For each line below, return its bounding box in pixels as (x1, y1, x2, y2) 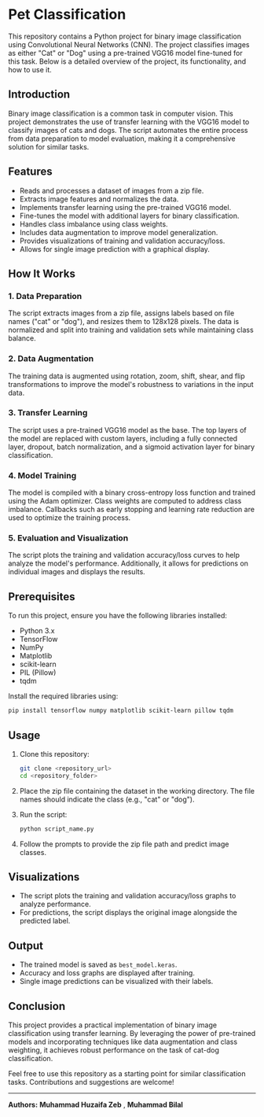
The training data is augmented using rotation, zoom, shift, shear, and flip (8, 371, 245, 381)
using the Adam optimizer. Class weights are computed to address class (8, 496, 242, 506)
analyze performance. (19, 899, 92, 909)
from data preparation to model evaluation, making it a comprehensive (8, 134, 236, 143)
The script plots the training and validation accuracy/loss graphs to (19, 891, 236, 901)
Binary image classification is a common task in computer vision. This (8, 109, 233, 118)
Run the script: (19, 809, 68, 819)
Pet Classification (8, 6, 126, 24)
